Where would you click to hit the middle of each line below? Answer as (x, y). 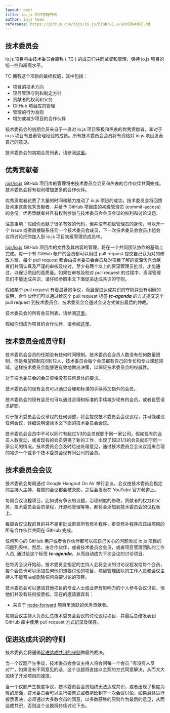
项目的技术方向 (28, 87)
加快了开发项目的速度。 (30, 676)
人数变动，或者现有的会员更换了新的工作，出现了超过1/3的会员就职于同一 (86, 440)
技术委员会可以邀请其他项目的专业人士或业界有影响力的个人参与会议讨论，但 (85, 587)
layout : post (19, 10)
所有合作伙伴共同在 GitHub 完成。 (40, 530)
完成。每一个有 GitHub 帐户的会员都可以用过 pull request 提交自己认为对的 (83, 253)
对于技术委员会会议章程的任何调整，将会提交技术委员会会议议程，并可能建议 (85, 416)
